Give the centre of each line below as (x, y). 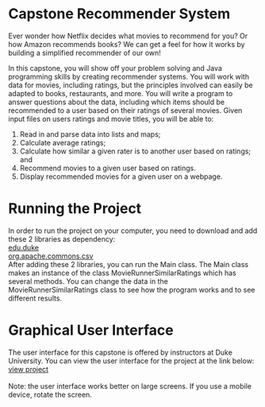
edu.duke (24, 247)
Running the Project (75, 209)
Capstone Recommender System (119, 14)
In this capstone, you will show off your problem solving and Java (115, 68)
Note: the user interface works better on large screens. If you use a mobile (130, 386)
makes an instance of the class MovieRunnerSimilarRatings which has (122, 273)
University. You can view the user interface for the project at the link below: (131, 360)
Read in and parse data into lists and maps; (90, 134)
